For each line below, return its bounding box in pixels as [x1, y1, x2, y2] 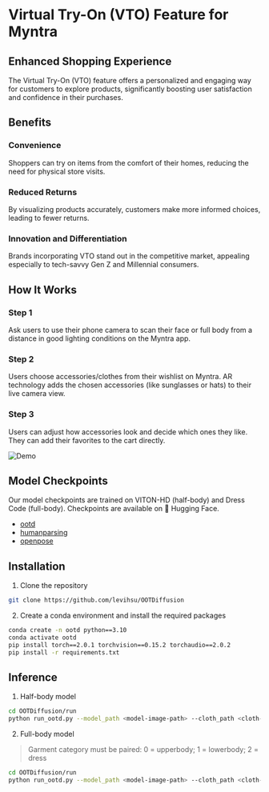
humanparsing [19, 528, 68, 538]
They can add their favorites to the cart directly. [8, 435, 166, 445]
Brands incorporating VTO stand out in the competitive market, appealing [8, 251, 250, 261]
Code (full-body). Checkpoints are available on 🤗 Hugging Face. [8, 504, 220, 514]
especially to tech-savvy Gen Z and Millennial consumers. [8, 260, 199, 270]
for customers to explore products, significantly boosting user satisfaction [8, 84, 252, 94]
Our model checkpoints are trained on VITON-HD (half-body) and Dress [8, 495, 246, 505]
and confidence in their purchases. [8, 93, 124, 102]
